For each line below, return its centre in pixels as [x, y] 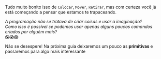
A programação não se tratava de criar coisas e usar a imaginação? [74, 22]
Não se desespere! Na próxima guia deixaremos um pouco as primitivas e [79, 46]
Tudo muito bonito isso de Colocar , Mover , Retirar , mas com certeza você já [80, 7]
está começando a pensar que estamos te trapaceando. [61, 12]
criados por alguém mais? [31, 32]
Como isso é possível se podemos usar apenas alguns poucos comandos [79, 27]
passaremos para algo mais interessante [45, 51]
